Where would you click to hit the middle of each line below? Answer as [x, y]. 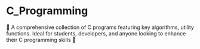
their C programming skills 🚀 [41, 40]
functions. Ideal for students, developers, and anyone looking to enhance [96, 33]
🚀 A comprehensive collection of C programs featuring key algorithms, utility [100, 27]
